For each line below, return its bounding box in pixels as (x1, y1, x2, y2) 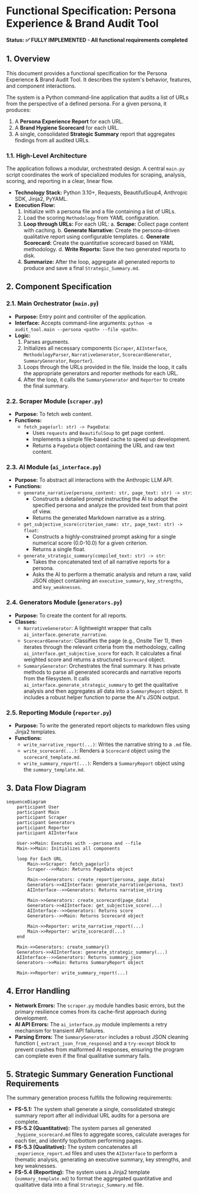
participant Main (17, 809, 60, 815)
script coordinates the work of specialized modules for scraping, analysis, (6, 171, 186, 178)
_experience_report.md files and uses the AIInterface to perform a (14, 1150, 177, 1157)
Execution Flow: (14, 201, 55, 209)
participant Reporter (17, 825, 70, 831)
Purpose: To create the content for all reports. (14, 612, 128, 619)
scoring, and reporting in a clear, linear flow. (6, 178, 113, 185)
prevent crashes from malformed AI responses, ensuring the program (14, 1046, 184, 1053)
